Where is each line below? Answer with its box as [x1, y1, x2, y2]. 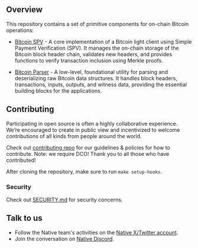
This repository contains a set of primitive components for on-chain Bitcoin [6, 20, 189, 27]
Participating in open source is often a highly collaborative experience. [6, 120, 178, 127]
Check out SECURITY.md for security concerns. [6, 196, 123, 203]
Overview [6, 5, 43, 15]
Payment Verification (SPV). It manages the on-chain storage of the [14, 44, 179, 51]
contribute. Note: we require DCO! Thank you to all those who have [6, 150, 170, 157]
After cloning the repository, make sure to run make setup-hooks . [6, 168, 163, 175]
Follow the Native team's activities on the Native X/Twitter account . [14, 229, 178, 236]
